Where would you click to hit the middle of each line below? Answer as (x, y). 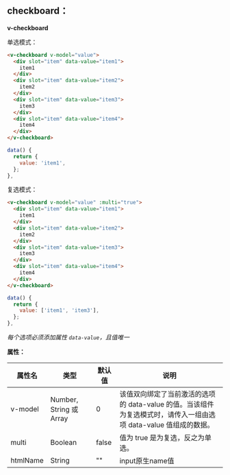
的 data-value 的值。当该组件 (167, 404)
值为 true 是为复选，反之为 (162, 438)
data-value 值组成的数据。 (171, 425)
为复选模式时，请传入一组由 (164, 415)
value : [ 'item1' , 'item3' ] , (59, 310)
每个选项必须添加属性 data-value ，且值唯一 (68, 337)
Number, (64, 400)
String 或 (64, 410)
